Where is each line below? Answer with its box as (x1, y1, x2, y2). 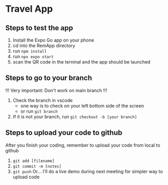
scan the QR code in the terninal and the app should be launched (12, 59, 151, 65)
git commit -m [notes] (12, 163, 62, 169)
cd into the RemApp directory (12, 43, 76, 49)
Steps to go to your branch (5, 74, 92, 83)
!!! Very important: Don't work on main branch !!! (5, 87, 107, 93)
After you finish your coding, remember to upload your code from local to (5, 142, 160, 148)
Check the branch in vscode (12, 97, 73, 103)
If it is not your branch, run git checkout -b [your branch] (12, 113, 137, 119)
